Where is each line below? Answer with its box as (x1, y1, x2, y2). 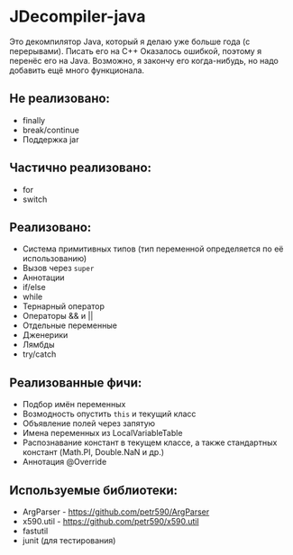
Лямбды (22, 340, 56, 350)
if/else (22, 282, 47, 293)
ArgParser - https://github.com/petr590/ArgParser (22, 506, 210, 517)
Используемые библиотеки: (9, 482, 179, 497)
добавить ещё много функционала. (9, 65, 145, 76)
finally (22, 114, 46, 125)
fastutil (22, 525, 49, 536)
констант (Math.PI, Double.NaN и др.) (22, 447, 165, 458)
